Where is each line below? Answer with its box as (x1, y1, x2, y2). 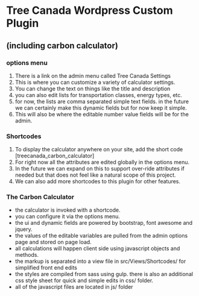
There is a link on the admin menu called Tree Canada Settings (14, 72, 171, 79)
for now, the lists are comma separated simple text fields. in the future (14, 98, 189, 105)
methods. (14, 251, 39, 259)
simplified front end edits (14, 264, 77, 271)
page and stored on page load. (14, 239, 92, 246)
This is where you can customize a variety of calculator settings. (14, 78, 175, 86)
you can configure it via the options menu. (14, 213, 121, 220)
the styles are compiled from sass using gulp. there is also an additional (14, 271, 194, 278)
